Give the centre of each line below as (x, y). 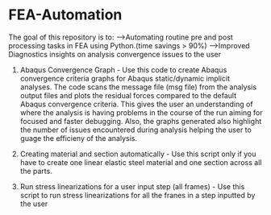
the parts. (36, 171)
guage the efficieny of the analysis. (78, 138)
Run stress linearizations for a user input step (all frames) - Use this (132, 186)
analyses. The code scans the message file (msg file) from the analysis (138, 87)
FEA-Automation (65, 15)
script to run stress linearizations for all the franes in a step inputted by (138, 195)
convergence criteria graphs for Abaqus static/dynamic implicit (125, 78)
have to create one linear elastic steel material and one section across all (141, 162)
